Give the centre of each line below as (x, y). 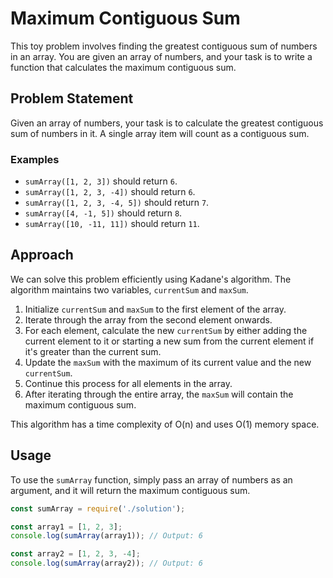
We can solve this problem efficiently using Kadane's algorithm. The (151, 279)
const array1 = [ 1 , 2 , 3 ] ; (66, 527)
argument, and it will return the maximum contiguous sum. (130, 490)
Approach (42, 255)
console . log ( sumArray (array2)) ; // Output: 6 (106, 563)
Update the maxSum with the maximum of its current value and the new (168, 362)
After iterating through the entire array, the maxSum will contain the (159, 394)
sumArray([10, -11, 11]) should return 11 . (112, 224)
